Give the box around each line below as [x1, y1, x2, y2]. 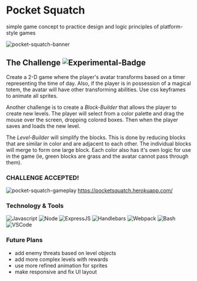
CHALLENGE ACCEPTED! [6, 173, 79, 181]
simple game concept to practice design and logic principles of [6, 23, 159, 30]
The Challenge [6, 58, 61, 68]
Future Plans [6, 236, 43, 244]
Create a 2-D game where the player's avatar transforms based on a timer [6, 73, 186, 80]
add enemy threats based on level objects [14, 249, 116, 256]
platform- [160, 23, 183, 30]
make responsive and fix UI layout [14, 268, 97, 275]
